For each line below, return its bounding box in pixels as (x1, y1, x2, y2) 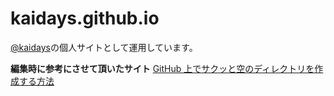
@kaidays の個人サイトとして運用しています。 (10, 41, 198, 53)
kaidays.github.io (10, 7, 160, 30)
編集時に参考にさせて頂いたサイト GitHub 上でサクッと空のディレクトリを (10, 62, 315, 74)
